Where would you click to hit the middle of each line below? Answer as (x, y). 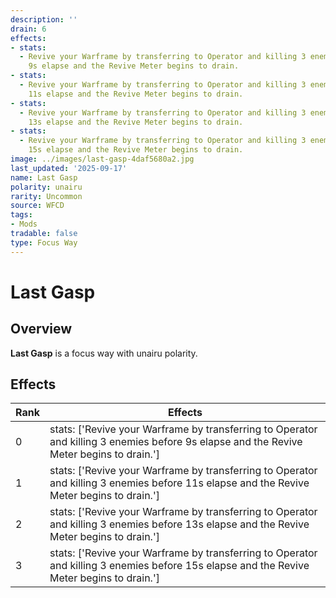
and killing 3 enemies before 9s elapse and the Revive (176, 442)
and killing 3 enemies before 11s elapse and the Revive (179, 483)
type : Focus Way (44, 242)
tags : (21, 215)
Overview (41, 329)
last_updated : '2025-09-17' (69, 168)
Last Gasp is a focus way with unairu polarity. (104, 353)
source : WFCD (37, 206)
